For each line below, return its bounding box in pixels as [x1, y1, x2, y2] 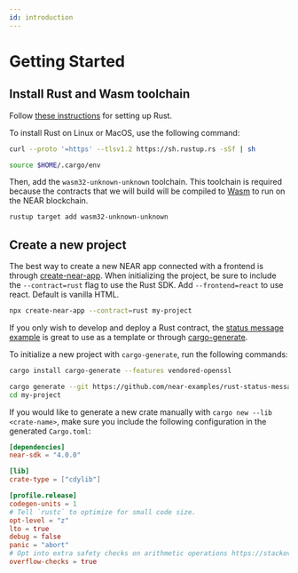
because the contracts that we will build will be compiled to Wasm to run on [9, 186, 286, 196]
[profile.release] [9, 491, 77, 500]
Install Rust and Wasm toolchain [9, 86, 191, 102]
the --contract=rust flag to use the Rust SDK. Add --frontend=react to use [9, 280, 284, 290]
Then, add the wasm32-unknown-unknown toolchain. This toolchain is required [9, 177, 282, 187]
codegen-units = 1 [9, 499, 77, 508]
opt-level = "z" [9, 516, 69, 525]
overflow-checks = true [9, 557, 98, 567]
